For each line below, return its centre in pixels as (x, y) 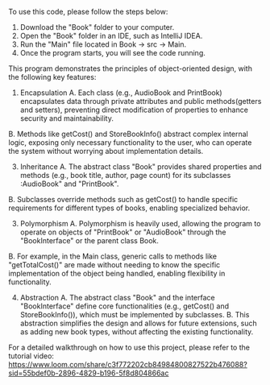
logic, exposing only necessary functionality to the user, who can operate (130, 143)
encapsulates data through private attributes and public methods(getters (141, 101)
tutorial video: (31, 356)
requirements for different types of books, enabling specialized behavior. (129, 208)
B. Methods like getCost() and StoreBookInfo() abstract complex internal (128, 134)
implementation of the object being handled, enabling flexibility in (117, 273)
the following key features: (52, 77)
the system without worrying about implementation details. (106, 151)
